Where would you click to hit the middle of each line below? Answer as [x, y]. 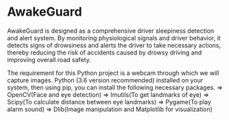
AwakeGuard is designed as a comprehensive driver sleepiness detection [111, 31]
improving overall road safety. [49, 59]
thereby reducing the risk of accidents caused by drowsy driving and [105, 52]
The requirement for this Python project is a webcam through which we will [113, 73]
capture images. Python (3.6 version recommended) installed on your [105, 80]
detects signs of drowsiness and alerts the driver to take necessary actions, [114, 45]
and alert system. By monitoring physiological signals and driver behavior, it [114, 37]
